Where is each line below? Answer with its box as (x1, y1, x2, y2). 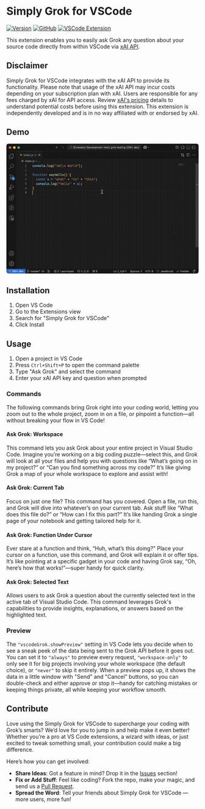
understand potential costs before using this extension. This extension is (6, 103, 189, 110)
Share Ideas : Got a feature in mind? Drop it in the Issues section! (15, 769, 178, 777)
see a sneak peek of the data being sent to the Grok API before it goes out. (6, 646, 195, 654)
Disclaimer (6, 60, 48, 71)
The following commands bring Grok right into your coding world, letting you (6, 403, 199, 411)
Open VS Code (15, 301, 53, 309)
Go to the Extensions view (15, 308, 81, 315)
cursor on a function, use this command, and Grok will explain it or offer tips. (6, 551, 199, 558)
